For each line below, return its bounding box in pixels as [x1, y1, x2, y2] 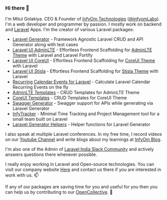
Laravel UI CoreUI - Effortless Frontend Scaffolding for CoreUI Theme [12, 58, 156, 64]
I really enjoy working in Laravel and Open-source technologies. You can [5, 161, 155, 167]
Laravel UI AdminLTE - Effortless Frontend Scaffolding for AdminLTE [12, 47, 153, 53]
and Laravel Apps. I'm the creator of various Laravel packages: [5, 27, 135, 33]
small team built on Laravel [12, 116, 68, 122]
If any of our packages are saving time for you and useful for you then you [5, 184, 158, 190]
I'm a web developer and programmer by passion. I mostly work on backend [5, 21, 162, 27]
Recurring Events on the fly [12, 84, 69, 90]
